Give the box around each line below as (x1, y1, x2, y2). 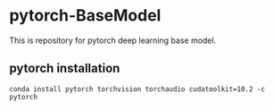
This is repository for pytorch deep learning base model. (9, 35, 217, 46)
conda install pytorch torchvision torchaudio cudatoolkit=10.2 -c (9, 84, 266, 94)
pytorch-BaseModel (9, 5, 162, 26)
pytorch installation (9, 61, 120, 76)
